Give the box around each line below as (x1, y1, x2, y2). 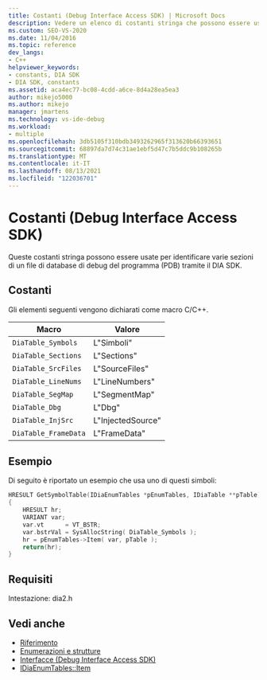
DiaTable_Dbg (12, 403, 62, 412)
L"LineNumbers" (93, 376, 155, 387)
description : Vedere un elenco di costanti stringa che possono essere (8, 19, 250, 27)
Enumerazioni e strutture (19, 646, 101, 655)
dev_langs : (8, 49, 44, 57)
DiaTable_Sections (12, 351, 82, 360)
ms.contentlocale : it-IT (8, 160, 91, 168)
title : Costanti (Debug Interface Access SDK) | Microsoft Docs (8, 11, 226, 20)
